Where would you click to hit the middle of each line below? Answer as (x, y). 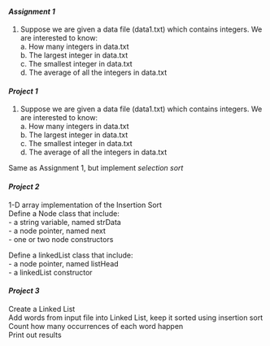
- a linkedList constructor (50, 272)
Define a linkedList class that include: (71, 255)
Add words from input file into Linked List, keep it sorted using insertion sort (135, 318)
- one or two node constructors (61, 239)
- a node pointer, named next (57, 231)
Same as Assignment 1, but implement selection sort (96, 168)
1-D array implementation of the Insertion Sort (85, 205)
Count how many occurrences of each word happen (96, 326)
